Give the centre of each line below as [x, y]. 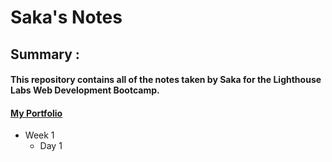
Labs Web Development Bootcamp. [85, 90]
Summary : [45, 54]
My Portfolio [36, 113]
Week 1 [39, 135]
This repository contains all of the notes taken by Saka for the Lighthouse [166, 80]
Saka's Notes [66, 17]
